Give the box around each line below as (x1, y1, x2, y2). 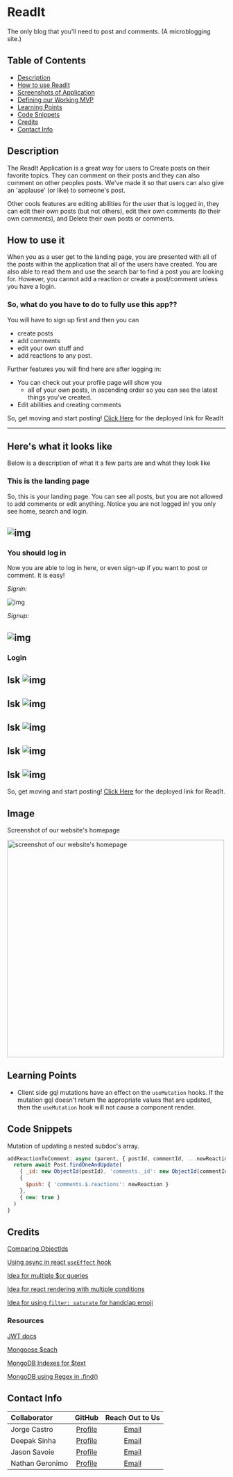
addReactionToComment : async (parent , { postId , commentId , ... (7, 1155, 197, 1162)
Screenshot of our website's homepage (7, 826, 120, 834)
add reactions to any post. (17, 351, 92, 359)
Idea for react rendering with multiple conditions (7, 1285, 145, 1293)
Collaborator (10, 1413, 53, 1423)
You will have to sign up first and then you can (7, 315, 139, 324)
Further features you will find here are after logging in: (7, 365, 162, 373)
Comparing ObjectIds (7, 1245, 69, 1253)
